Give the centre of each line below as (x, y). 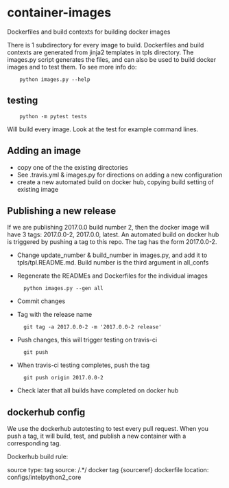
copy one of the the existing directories (72, 167)
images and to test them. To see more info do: (72, 67)
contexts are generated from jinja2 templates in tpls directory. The (100, 52)
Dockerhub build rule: (38, 457)
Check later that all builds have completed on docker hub (98, 390)
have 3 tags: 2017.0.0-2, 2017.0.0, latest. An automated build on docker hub (113, 234)
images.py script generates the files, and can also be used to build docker (112, 59)
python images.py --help (55, 79)
